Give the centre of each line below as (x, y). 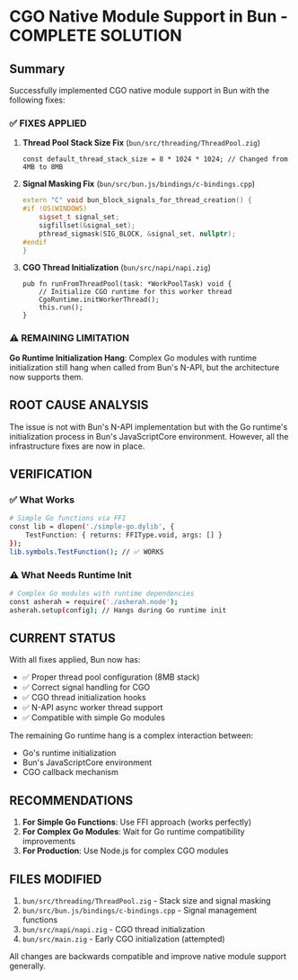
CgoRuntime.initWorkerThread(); (99, 300)
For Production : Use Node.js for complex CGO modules (125, 851)
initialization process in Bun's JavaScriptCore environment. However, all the (149, 436)
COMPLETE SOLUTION (96, 36)
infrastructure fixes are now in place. (77, 446)
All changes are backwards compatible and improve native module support (148, 956)
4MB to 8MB (43, 167)
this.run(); (61, 307)
